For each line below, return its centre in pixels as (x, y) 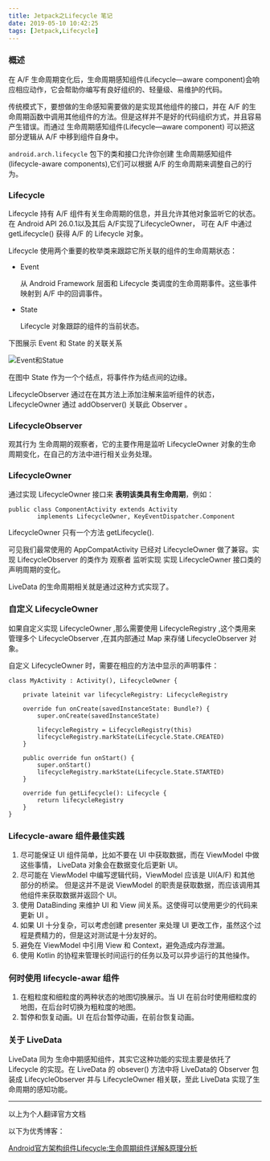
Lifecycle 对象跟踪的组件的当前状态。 (82, 325)
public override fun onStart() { (79, 758)
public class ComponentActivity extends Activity (93, 509)
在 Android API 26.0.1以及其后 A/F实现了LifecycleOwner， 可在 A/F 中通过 (130, 223)
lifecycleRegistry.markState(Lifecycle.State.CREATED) (131, 737)
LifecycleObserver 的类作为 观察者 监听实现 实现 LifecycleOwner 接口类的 (139, 559)
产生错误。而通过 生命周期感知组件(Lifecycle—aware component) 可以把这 (132, 126)
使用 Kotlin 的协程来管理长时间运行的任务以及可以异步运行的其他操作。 (137, 955)
